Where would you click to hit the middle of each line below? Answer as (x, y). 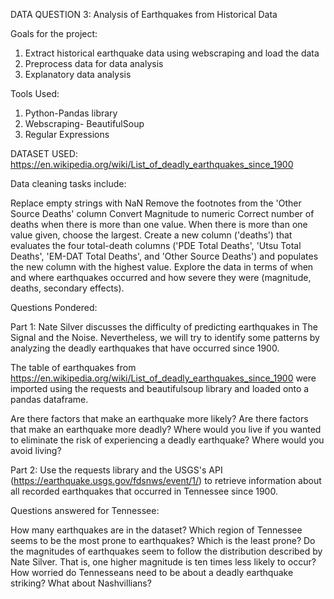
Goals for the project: (54, 33)
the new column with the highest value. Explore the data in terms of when (162, 267)
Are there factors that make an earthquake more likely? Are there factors (159, 418)
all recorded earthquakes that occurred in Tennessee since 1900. (144, 491)
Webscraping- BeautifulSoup (84, 123)
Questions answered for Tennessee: (85, 510)
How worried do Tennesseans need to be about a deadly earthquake (152, 572)
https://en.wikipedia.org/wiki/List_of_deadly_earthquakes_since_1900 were (163, 378)
